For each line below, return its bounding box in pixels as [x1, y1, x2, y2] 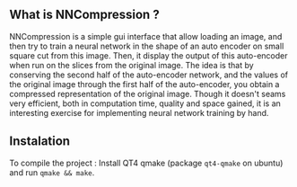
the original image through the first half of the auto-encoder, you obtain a [9, 78, 280, 89]
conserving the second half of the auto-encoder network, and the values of [9, 69, 289, 80]
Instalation [9, 134, 70, 149]
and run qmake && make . [9, 166, 95, 178]
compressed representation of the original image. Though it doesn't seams [9, 88, 286, 99]
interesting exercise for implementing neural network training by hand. [9, 107, 269, 118]
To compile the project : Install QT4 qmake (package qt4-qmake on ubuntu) [9, 157, 284, 168]
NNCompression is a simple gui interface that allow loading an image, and [9, 31, 283, 41]
